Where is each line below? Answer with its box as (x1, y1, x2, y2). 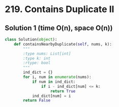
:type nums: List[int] (23, 51, 71, 56)
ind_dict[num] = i (32, 93, 71, 98)
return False (23, 98, 51, 103)
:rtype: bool (23, 61, 51, 66)
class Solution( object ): (5, 37, 57, 42)
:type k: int (23, 56, 51, 61)
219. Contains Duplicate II (5, 4, 114, 15)
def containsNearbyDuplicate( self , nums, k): (14, 41, 112, 46)
